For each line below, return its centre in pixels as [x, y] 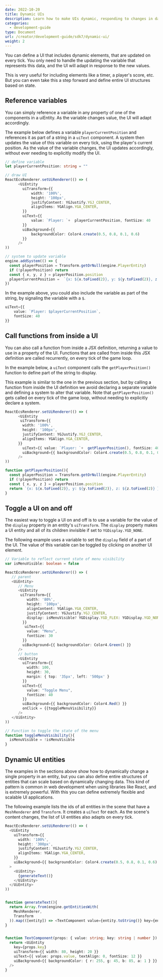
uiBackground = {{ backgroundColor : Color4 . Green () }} [77, 645]
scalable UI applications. [30, 797]
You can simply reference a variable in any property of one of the [70, 112]
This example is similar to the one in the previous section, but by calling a [78, 382]
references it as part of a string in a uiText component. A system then [75, 137]
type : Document [20, 32]
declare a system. [23, 403]
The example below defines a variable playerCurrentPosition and [71, 132]
